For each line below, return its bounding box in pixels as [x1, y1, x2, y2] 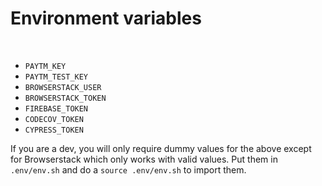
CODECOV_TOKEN [24, 114, 84, 124]
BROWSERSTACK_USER [24, 82, 102, 92]
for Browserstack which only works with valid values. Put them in [10, 153, 278, 165]
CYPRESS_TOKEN [24, 125, 84, 135]
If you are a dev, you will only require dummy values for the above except [10, 142, 312, 154]
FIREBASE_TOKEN [24, 103, 89, 114]
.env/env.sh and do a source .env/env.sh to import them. [10, 163, 247, 176]
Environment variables [10, 7, 202, 30]
